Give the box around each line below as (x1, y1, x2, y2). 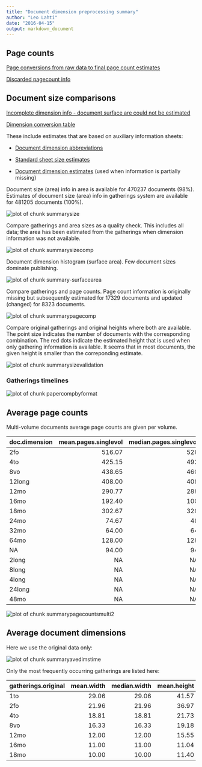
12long (9, 477, 30, 485)
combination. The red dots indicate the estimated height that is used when (6, 336, 191, 344)
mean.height (157, 681, 194, 690)
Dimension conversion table (6, 121, 76, 128)
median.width (111, 681, 151, 690)
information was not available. (6, 235, 81, 242)
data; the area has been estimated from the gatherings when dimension (6, 228, 183, 235)
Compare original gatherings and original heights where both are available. (6, 324, 191, 331)
